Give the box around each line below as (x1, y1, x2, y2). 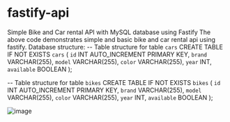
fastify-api (7, 5, 70, 21)
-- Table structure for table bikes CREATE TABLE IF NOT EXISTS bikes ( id (7, 78, 221, 86)
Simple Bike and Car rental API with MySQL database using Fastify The (7, 28, 211, 36)
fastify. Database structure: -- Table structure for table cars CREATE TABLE (7, 43, 223, 51)
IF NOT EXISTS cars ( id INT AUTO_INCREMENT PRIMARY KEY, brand (7, 50, 208, 59)
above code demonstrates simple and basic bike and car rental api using (7, 35, 216, 43)
